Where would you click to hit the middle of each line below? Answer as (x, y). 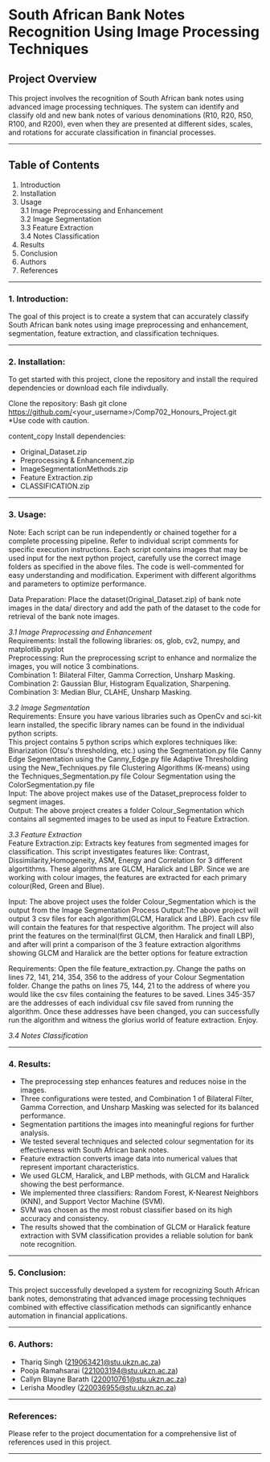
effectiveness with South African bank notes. (94, 1150)
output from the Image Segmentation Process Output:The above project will (133, 910)
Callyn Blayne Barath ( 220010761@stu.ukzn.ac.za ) (103, 1379)
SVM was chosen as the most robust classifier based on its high (126, 1210)
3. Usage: (27, 515)
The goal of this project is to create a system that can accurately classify (129, 317)
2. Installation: (37, 362)
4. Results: (30, 1064)
